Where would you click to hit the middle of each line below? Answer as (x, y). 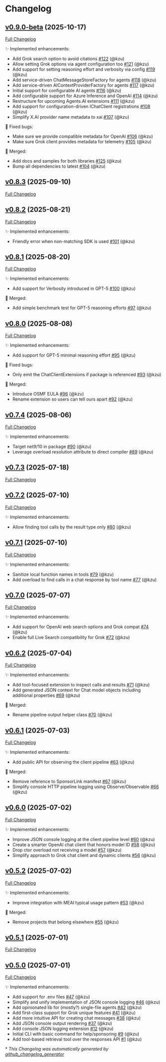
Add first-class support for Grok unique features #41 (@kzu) (74, 1013)
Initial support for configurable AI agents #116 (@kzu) (67, 91)
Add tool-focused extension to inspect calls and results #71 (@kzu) (81, 685)
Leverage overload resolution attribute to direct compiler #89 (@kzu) (83, 452)
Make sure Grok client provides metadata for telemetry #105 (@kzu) (82, 142)
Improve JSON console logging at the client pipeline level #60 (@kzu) (83, 839)
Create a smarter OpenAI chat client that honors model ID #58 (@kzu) (84, 845)
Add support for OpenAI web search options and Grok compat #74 (81, 627)
